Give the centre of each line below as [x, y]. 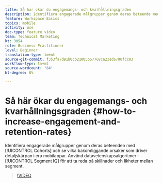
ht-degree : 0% [19, 73]
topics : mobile [20, 23]
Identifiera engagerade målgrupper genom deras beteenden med [70, 145]
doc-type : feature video [30, 32]
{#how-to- [114, 111]
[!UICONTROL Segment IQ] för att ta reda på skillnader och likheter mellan [79, 161]
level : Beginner [21, 50]
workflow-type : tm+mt [27, 64]
